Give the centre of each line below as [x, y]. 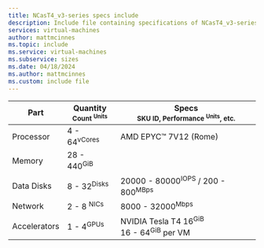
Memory [27, 161]
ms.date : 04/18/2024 [42, 67]
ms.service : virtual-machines [58, 52]
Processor [31, 136]
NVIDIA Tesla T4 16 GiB [162, 220]
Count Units [90, 117]
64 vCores [83, 141]
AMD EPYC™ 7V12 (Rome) [169, 136]
